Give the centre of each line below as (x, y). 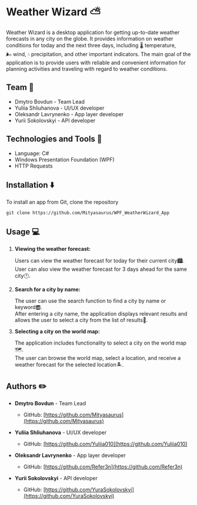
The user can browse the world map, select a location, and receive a (98, 358)
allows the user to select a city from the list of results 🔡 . (81, 320)
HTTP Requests (34, 166)
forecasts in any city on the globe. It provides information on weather (90, 38)
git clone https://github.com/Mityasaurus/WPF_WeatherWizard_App (88, 213)
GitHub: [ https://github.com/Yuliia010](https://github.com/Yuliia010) (105, 444)
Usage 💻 (23, 232)
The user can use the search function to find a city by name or (90, 301)
